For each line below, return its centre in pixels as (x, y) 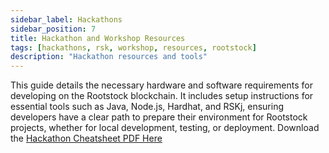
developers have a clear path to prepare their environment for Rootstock (159, 117)
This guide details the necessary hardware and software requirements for (161, 85)
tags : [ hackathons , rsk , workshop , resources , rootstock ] (133, 47)
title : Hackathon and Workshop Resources (98, 38)
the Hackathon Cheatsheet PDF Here (86, 138)
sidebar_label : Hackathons (66, 19)
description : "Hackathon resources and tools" (109, 57)
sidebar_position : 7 (53, 29)
